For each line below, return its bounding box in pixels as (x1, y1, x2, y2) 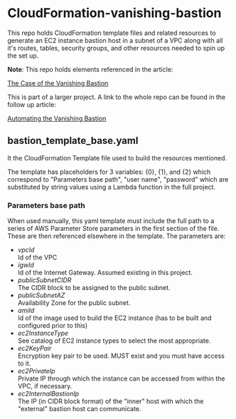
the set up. (7, 51, 39, 60)
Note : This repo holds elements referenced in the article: (7, 65, 173, 73)
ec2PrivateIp (17, 367, 55, 376)
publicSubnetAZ (17, 291, 65, 300)
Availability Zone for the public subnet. (17, 299, 131, 307)
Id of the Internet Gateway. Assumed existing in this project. (17, 269, 193, 277)
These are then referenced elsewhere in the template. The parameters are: (7, 232, 226, 240)
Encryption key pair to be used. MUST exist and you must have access (17, 351, 225, 361)
